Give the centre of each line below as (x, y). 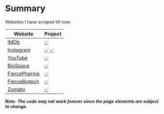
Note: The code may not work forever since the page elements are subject (82, 101)
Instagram (19, 50)
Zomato (16, 89)
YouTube (18, 58)
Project (53, 33)
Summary (25, 8)
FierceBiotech (23, 81)
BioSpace (19, 65)
